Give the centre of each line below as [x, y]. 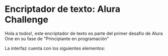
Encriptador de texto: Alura [63, 9]
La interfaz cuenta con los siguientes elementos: [55, 48]
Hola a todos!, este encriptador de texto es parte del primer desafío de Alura [84, 33]
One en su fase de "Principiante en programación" [57, 39]
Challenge [27, 20]
